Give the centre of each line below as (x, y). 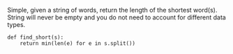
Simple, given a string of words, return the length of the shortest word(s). (112, 10)
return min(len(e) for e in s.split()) (78, 44)
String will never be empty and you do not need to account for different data (117, 17)
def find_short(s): (36, 37)
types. (16, 25)
